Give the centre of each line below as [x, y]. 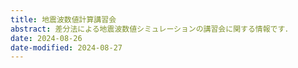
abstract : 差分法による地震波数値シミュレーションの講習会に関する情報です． [151, 29]
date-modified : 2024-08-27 [66, 47]
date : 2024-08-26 [46, 38]
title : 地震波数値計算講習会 [63, 19]
